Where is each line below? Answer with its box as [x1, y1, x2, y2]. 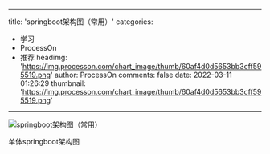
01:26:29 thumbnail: [19, 79, 86, 88]
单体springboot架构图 [8, 137, 80, 146]
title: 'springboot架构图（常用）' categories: [8, 17, 153, 26]
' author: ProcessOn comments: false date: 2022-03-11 [50, 70, 232, 79]
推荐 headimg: [19, 53, 68, 62]
